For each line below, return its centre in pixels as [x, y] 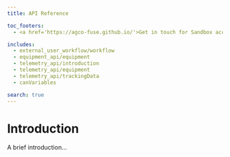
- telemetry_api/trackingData [56, 76]
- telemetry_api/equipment [52, 70]
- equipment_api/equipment [52, 57]
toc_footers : [26, 26]
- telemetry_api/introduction [56, 63]
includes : [21, 44]
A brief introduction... [37, 147]
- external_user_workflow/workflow [64, 51]
